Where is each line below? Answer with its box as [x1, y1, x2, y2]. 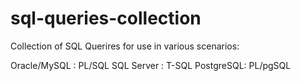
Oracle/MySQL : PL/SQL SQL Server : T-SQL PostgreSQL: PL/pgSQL [10, 59, 292, 71]
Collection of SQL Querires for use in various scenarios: [10, 40, 240, 52]
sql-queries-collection [10, 7, 202, 30]
